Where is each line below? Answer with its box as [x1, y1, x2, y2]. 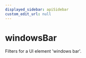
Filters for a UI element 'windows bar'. [5, 48, 82, 54]
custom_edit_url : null [5, 12, 51, 16]
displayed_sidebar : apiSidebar [5, 7, 69, 12]
